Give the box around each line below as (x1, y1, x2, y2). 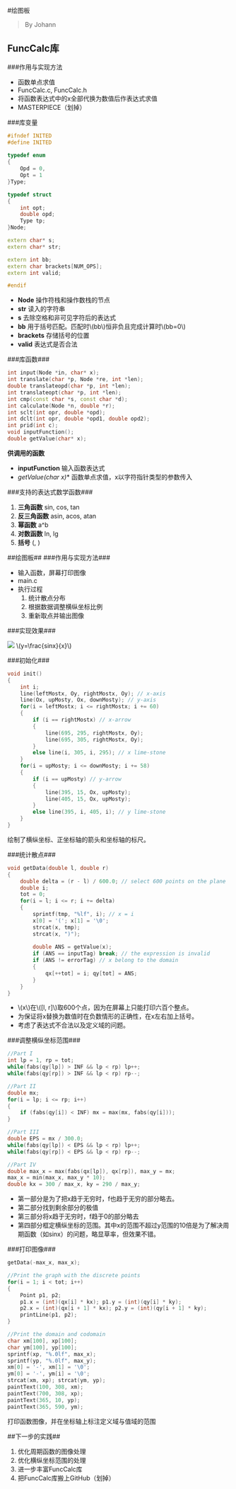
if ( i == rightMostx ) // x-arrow (33, 716, 131, 724)
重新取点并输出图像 (28, 611, 85, 620)
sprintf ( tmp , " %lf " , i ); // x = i (33, 911, 134, 918)
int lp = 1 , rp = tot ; (7, 1057, 74, 1064)
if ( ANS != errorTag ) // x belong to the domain (33, 957, 179, 964)
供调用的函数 (7, 448, 45, 457)
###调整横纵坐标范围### (7, 1036, 81, 1045)
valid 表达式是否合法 (17, 340, 78, 349)
